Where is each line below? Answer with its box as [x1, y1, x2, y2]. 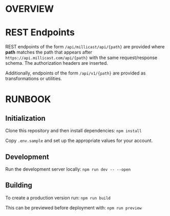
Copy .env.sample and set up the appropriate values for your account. [5, 137, 153, 144]
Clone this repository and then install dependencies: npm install [5, 128, 142, 134]
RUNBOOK [5, 94, 51, 105]
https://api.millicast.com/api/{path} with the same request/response [5, 55, 158, 61]
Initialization [5, 114, 46, 122]
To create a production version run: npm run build [5, 194, 111, 201]
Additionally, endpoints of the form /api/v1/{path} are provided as [5, 70, 146, 76]
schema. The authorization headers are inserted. [5, 60, 109, 66]
